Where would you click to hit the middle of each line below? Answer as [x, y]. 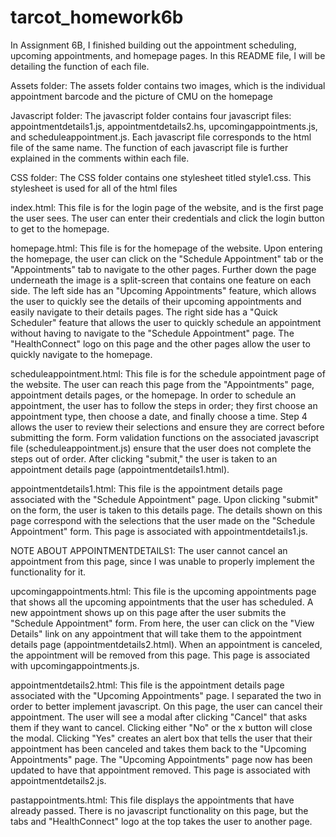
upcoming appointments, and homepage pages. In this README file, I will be [168, 55]
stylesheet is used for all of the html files [94, 188]
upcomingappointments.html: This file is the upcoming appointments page [163, 591]
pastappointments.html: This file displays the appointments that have [152, 800]
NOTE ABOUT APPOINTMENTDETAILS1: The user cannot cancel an [149, 550]
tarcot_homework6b [97, 17]
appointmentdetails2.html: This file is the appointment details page [147, 685]
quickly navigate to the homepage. [81, 354]
